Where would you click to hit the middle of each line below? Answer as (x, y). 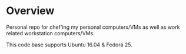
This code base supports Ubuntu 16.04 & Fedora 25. (69, 45)
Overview (30, 11)
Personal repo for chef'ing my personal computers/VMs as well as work (93, 27)
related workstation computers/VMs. (51, 33)
